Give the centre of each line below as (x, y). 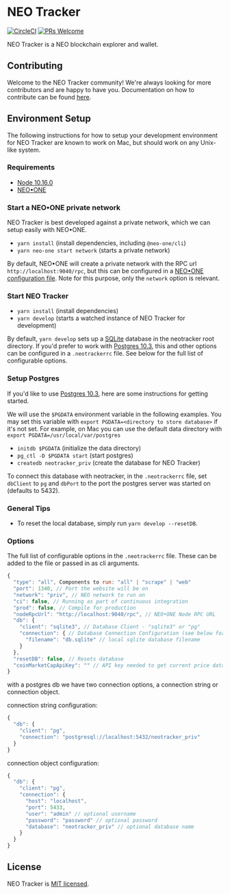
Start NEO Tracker (38, 296)
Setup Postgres (33, 378)
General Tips (29, 508)
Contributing (35, 66)
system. (29, 150)
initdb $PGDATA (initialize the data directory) (79, 448)
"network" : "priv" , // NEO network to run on (79, 595)
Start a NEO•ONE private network (64, 207)
